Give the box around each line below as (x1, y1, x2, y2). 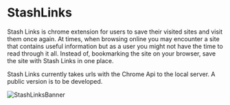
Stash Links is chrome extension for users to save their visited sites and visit (7, 27, 223, 36)
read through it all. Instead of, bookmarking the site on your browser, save (7, 49, 216, 58)
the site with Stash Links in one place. (7, 56, 114, 65)
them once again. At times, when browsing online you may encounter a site (7, 34, 220, 43)
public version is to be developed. (7, 77, 103, 85)
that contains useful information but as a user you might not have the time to (7, 42, 223, 50)
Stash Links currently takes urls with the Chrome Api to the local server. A (7, 70, 216, 78)
